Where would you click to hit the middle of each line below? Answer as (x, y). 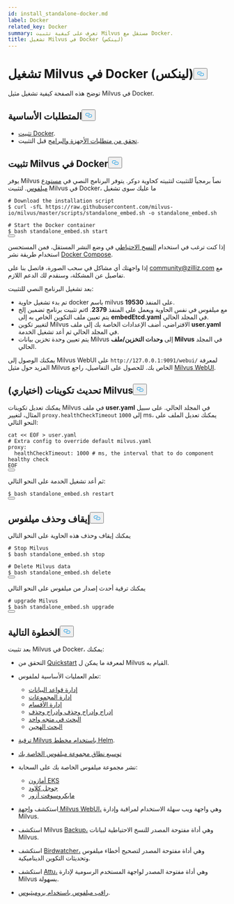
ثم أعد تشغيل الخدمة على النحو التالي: (57, 481)
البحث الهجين (46, 727)
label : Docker (29, 20)
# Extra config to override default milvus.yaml (80, 441)
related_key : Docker (38, 26)
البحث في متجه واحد (55, 719)
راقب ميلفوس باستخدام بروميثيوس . (64, 893)
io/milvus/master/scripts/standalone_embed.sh (77, 213)
